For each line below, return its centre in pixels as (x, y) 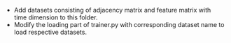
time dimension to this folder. (56, 17)
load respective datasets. (50, 32)
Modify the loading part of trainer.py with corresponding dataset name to (119, 25)
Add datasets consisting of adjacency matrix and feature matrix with (112, 10)
